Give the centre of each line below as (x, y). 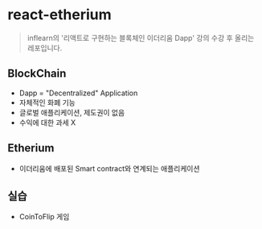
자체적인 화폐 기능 (47, 102)
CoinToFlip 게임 (44, 217)
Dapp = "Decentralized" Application (78, 93)
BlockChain (37, 74)
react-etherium (59, 15)
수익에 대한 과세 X (47, 123)
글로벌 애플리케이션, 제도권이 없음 (72, 112)
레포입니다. (45, 48)
